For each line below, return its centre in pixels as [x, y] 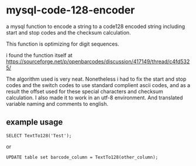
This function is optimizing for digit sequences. [63, 44]
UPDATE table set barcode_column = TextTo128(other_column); [82, 157]
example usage [35, 122]
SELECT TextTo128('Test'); [39, 136]
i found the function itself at [39, 55]
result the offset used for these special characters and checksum [85, 91]
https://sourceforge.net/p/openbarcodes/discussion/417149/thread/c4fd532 [98, 61]
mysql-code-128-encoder [71, 10]
